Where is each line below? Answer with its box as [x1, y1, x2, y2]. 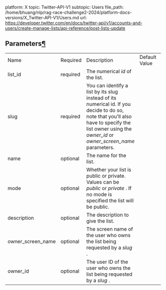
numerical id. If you [86, 100, 131, 107]
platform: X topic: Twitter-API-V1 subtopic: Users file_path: [5, 4, 124, 10]
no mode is [86, 191, 112, 197]
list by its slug [86, 88, 118, 95]
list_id [7, 71, 21, 78]
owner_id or [86, 131, 114, 138]
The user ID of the [86, 258, 128, 265]
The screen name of [86, 225, 133, 232]
